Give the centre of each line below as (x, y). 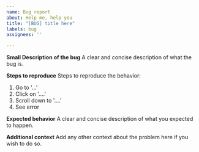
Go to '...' (26, 88)
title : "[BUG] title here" (41, 23)
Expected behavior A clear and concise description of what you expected (100, 119)
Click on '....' (31, 94)
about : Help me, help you (39, 18)
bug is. (15, 64)
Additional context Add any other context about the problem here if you (97, 137)
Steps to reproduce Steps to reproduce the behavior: (73, 76)
